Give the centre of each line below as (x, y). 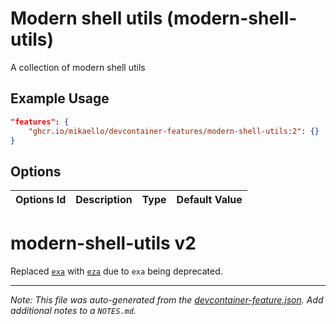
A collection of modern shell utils (78, 67)
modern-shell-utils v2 (103, 243)
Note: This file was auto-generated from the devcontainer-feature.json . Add (167, 300)
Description (104, 200)
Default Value (209, 200)
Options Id (41, 200)
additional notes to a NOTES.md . (73, 311)
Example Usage (60, 98)
